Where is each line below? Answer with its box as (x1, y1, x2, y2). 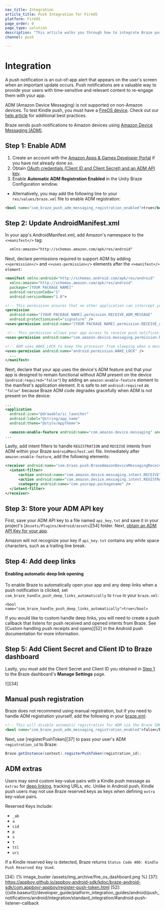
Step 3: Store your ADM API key (5, 504, 104, 513)
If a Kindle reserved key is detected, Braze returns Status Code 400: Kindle (5, 859, 159, 865)
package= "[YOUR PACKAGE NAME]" (9, 285, 74, 290)
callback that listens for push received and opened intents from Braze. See (5, 620, 156, 626)
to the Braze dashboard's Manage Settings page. (5, 671, 106, 677)
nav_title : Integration (5, 7, 54, 12)
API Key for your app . (5, 528, 48, 534)
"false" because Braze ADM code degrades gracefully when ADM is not (5, 388, 152, 394)
